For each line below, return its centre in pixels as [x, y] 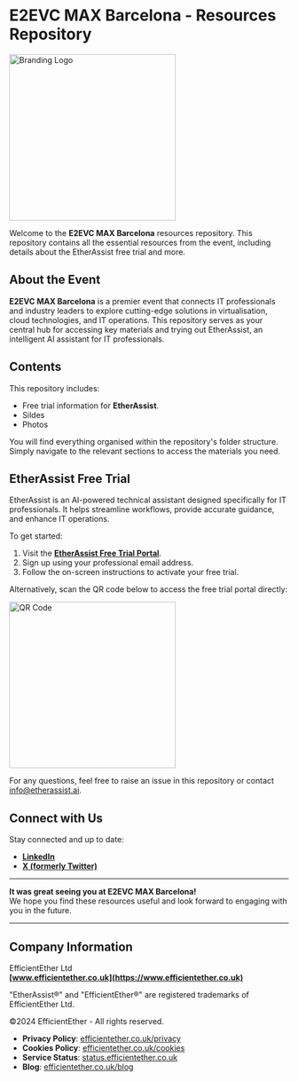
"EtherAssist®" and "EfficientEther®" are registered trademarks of [129, 994]
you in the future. [41, 911]
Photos [35, 424]
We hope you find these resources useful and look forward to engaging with [148, 901]
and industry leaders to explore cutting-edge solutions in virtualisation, [138, 311]
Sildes [33, 414]
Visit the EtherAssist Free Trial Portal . [92, 553]
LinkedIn [38, 856]
